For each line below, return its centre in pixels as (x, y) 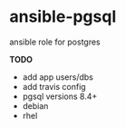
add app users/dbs (58, 77)
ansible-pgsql (63, 17)
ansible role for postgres (55, 42)
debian (35, 105)
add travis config (54, 86)
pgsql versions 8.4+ (60, 96)
